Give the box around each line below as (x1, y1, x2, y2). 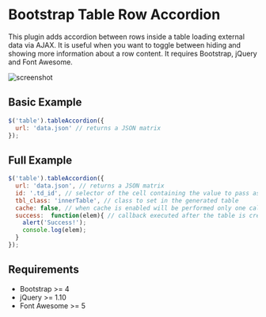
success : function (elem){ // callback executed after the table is (15, 211, 246, 219)
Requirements (8, 263, 79, 276)
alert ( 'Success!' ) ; (22, 218, 87, 227)
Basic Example (8, 95, 82, 109)
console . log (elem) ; (22, 226, 87, 234)
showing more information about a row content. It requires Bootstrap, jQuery (8, 48, 257, 58)
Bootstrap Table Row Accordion (8, 6, 221, 24)
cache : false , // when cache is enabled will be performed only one (15, 204, 246, 212)
